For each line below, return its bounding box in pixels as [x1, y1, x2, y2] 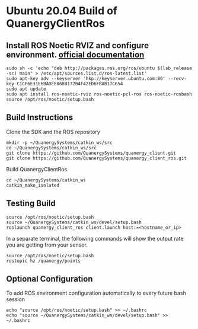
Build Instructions [6, 113, 74, 123]
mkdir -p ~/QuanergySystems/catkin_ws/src [6, 139, 113, 146]
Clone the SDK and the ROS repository [6, 128, 101, 135]
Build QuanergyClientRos [6, 165, 68, 173]
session [6, 296, 25, 303]
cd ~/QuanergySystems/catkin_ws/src [6, 145, 97, 151]
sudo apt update [6, 86, 46, 92]
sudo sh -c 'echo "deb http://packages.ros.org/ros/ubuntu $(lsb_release [6, 65, 193, 71]
